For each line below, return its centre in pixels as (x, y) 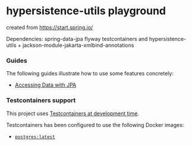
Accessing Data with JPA (45, 85)
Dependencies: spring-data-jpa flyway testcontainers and (77, 39)
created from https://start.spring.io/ (50, 27)
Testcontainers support (41, 100)
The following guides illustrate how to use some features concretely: (90, 74)
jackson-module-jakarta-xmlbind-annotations (78, 45)
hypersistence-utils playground (86, 11)
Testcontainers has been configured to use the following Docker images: (95, 125)
